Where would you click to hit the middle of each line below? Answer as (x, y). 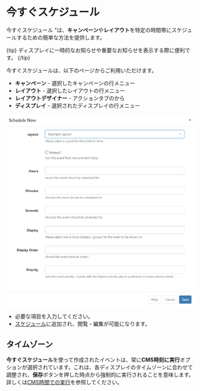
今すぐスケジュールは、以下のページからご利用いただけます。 (81, 70)
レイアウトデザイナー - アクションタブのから (70, 98)
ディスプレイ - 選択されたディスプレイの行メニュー (77, 105)
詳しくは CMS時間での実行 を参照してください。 (64, 382)
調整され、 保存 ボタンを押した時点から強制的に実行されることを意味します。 (100, 375)
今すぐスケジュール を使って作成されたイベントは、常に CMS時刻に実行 (93, 360)
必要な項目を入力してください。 (54, 316)
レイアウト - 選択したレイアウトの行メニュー (70, 90)
